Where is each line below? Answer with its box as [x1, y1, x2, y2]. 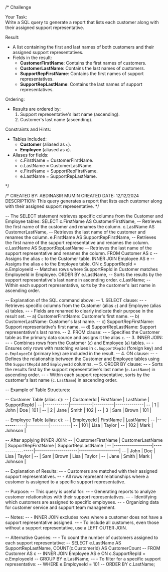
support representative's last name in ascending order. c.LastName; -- [5, 277, 151, 282]
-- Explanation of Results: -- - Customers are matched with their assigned [5, 468, 158, 474]
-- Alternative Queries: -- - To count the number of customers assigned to [5, 534, 158, 540]
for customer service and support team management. [5, 504, 116, 510]
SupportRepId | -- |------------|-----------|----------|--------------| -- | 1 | [5, 402, 159, 408]
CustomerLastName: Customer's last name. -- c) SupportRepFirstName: [5, 319, 154, 325]
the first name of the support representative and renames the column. [5, 240, 149, 245]
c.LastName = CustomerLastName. [20, 163, 93, 168]
